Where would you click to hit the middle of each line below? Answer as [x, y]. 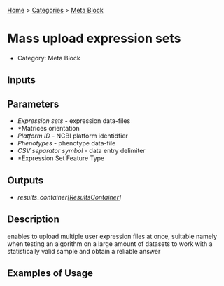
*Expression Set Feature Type [61, 158]
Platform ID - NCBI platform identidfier [72, 136]
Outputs [26, 180]
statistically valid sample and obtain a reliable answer [84, 251]
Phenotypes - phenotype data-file [66, 143]
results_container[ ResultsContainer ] [69, 197]
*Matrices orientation [48, 129]
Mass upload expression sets [94, 39]
